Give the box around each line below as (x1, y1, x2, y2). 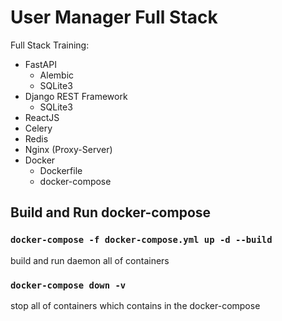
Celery (24, 122, 53, 134)
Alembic (39, 69, 75, 81)
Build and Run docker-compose (10, 204, 212, 221)
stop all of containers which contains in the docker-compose (10, 299, 261, 311)
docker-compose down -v (10, 279, 127, 291)
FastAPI (24, 58, 57, 70)
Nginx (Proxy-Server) (24, 143, 113, 155)
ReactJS (24, 111, 60, 123)
